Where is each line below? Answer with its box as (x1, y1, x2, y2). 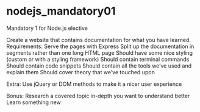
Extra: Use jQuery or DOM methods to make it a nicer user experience (6, 80, 182, 88)
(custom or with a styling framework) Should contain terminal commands (6, 55, 190, 63)
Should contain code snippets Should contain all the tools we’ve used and (6, 62, 192, 69)
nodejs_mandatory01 (6, 4, 116, 18)
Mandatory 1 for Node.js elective (6, 24, 88, 32)
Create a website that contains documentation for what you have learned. (6, 36, 191, 43)
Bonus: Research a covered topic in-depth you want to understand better (6, 92, 190, 99)
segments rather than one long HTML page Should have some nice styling (6, 49, 193, 56)
